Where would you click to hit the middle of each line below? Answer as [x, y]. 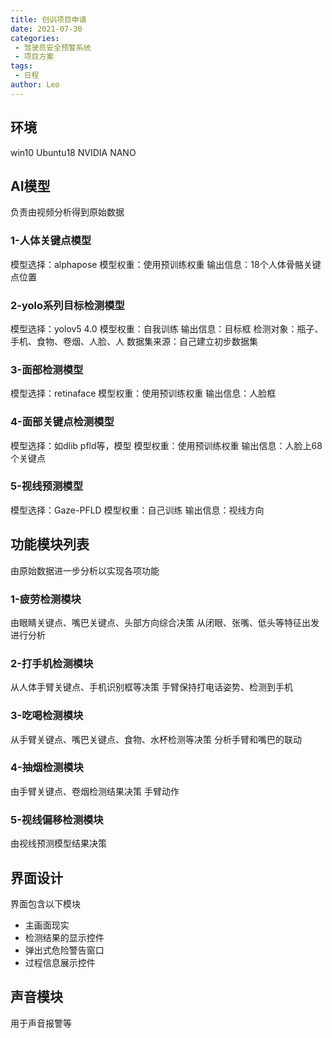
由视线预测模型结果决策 [58, 843]
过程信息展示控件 [60, 962]
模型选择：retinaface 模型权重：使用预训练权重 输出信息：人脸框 [143, 393]
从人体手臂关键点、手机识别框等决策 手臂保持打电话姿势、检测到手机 [151, 687]
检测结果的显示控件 [64, 937]
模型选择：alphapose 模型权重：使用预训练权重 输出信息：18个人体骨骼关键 [166, 264]
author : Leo [35, 85]
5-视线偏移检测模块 [57, 819]
